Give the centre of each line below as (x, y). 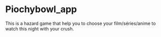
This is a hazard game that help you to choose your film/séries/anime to (81, 23)
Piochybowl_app (41, 9)
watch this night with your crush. (39, 28)
